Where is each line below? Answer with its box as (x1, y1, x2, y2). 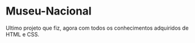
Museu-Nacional (5, 4, 92, 18)
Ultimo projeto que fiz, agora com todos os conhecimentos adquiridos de (5, 24, 189, 31)
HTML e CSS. (5, 30, 40, 38)
